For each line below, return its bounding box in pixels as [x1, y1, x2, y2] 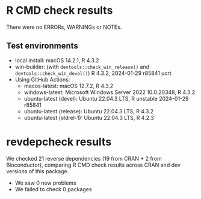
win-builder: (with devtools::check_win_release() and [14, 63, 149, 70]
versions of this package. [6, 167, 69, 174]
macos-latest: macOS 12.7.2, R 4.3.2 [23, 82, 114, 89]
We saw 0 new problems [14, 179, 76, 186]
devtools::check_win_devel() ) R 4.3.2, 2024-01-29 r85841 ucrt [14, 70, 172, 77]
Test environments [6, 41, 78, 51]
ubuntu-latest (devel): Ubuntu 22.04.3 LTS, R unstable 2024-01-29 [23, 95, 189, 102]
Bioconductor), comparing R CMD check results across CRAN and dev [6, 161, 181, 168]
